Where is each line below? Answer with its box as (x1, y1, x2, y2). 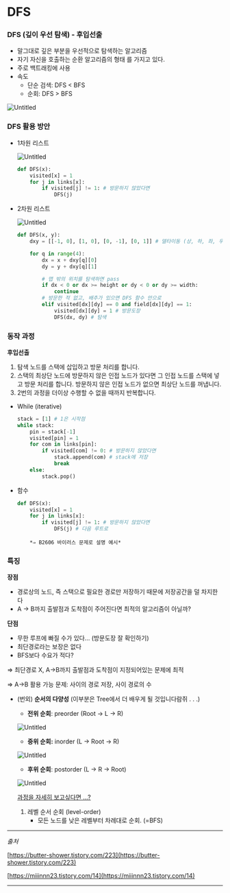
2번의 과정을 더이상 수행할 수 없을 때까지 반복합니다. (16, 388, 156, 397)
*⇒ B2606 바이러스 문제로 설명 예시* (29, 540, 121, 546)
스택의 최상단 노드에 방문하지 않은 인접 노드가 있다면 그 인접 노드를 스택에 (16, 371, 213, 380)
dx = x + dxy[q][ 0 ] (42, 257, 97, 264)
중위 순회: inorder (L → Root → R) (27, 737, 120, 745)
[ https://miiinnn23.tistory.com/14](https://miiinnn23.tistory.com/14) (7, 872, 195, 880)
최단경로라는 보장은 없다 (16, 642, 82, 651)
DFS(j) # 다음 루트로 (53, 526, 109, 533)
